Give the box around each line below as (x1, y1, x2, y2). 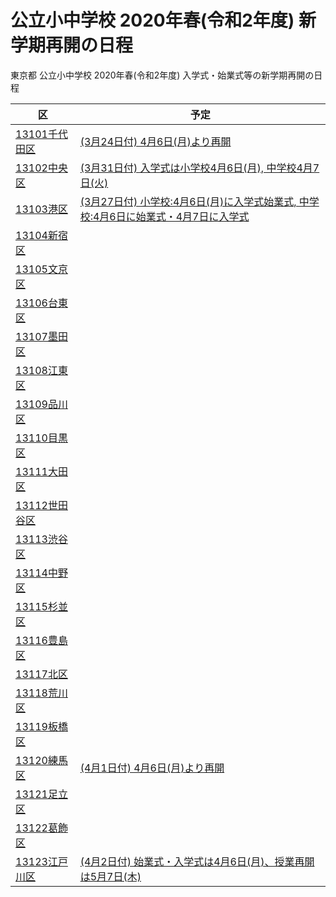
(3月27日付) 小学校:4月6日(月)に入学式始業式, (79, 194, 297, 208)
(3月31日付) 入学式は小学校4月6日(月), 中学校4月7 (79, 161, 320, 175)
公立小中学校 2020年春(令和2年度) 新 (10, 9, 317, 32)
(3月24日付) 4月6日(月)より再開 (79, 134, 232, 148)
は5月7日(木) (79, 869, 142, 883)
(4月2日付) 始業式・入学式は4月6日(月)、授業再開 (79, 854, 315, 868)
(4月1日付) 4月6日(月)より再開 (79, 761, 225, 775)
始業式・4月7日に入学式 (135, 209, 250, 223)
